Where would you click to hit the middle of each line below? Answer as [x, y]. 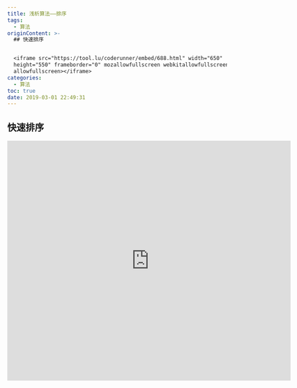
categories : [24, 77]
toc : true [22, 91]
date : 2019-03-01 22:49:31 [46, 97]
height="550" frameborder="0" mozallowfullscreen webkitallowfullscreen [121, 65]
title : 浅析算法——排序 [37, 14]
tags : [15, 20]
